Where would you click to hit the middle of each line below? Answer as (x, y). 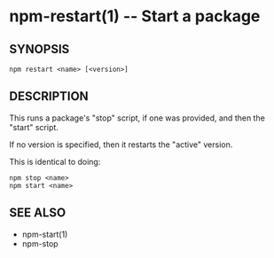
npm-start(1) (45, 234)
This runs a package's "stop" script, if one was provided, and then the (137, 118)
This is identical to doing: (55, 161)
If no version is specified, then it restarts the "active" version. (121, 145)
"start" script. (34, 127)
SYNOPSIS (39, 49)
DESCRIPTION (49, 96)
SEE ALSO (38, 213)
